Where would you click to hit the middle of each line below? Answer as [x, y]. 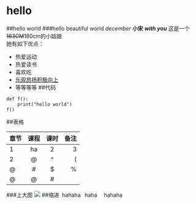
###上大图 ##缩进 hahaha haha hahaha [65, 195]
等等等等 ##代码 [35, 87]
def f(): [17, 99]
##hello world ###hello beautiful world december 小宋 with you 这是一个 [98, 28]
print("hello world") [45, 104]
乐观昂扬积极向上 [37, 80]
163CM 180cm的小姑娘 [34, 36]
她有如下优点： [25, 43]
